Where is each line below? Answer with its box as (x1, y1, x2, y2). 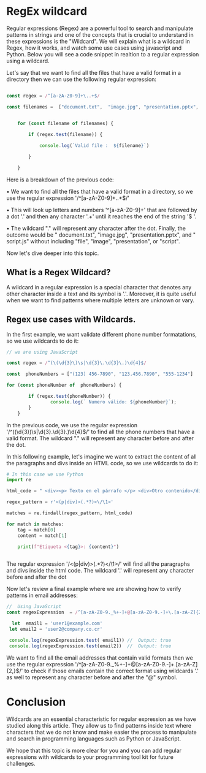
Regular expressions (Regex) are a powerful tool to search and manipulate (6, 25, 194, 32)
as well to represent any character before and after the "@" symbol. (6, 673, 178, 681)
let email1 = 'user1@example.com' (12, 620, 103, 626)
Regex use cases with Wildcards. (6, 314, 136, 325)
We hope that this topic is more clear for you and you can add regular (6, 747, 182, 754)
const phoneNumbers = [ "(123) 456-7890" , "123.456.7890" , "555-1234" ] (6, 371, 193, 378)
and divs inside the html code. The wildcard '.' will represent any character (6, 567, 194, 574)
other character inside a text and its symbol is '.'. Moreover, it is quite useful (6, 290, 197, 297)
